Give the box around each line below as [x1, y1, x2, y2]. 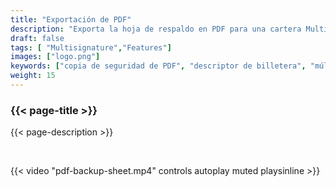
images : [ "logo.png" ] [10, 52, 101, 62]
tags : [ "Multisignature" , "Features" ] [10, 42, 172, 53]
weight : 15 [10, 71, 56, 81]
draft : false [10, 33, 65, 43]
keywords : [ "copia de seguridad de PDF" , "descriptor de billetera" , [10, 61, 307, 71]
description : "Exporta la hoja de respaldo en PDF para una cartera [10, 24, 302, 34]
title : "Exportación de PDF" [10, 14, 132, 25]
